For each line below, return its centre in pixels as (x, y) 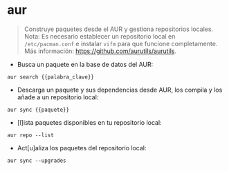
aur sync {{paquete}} (38, 110)
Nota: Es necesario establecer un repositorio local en (100, 36)
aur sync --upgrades (37, 161)
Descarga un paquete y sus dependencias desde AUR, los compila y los (120, 90)
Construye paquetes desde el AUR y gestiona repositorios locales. (118, 29)
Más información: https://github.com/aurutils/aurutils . (100, 51)
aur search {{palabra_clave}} (51, 77)
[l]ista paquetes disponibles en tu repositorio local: (89, 122)
